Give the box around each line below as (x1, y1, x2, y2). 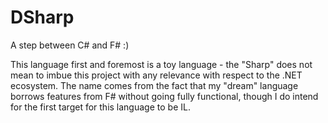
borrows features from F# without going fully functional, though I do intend (10, 90, 319, 102)
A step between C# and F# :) (10, 39, 130, 51)
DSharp (10, 6, 75, 29)
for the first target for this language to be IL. (10, 101, 191, 113)
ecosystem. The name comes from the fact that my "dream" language (10, 79, 299, 91)
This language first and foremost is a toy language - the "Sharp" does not (10, 58, 313, 70)
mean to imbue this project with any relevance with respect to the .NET (10, 69, 303, 81)
